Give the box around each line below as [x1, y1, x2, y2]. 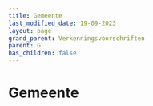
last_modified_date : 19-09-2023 [8, 19, 116, 27]
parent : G [8, 42, 42, 50]
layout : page [8, 26, 52, 35]
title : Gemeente [8, 11, 62, 20]
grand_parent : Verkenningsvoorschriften [8, 34, 146, 43]
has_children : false [8, 49, 78, 57]
